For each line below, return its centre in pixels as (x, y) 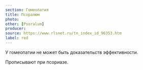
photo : (12, 19)
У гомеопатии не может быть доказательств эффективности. (72, 52)
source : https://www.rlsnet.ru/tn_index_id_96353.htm (64, 33)
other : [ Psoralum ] (25, 24)
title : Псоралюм (22, 15)
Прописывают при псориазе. (37, 62)
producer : (16, 29)
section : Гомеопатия (27, 10)
